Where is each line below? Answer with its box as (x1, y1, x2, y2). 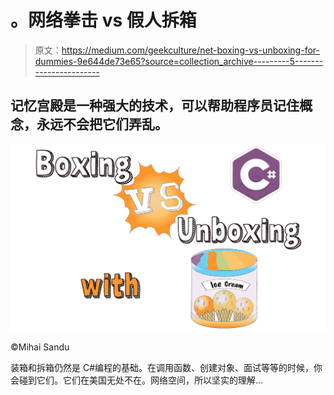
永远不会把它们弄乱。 (36, 116, 168, 133)
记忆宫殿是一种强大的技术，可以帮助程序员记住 (10, 97, 300, 115)
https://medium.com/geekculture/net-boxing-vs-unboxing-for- (61, 44, 320, 56)
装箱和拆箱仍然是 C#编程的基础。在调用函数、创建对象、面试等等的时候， (10, 361, 315, 373)
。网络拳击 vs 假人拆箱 (10, 9, 197, 32)
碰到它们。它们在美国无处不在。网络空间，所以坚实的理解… (18, 374, 264, 386)
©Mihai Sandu (10, 341, 70, 353)
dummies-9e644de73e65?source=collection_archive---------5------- (34, 55, 324, 67)
